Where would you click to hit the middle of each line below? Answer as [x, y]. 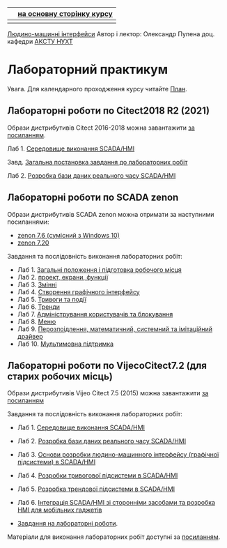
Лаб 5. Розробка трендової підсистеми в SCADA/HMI [96, 489]
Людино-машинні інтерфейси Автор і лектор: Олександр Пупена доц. [111, 34]
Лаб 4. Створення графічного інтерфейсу [79, 291]
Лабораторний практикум [88, 70]
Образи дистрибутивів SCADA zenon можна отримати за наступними [111, 214]
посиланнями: [29, 222]
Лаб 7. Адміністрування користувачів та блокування [95, 314]
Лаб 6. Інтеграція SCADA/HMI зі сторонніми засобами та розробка [116, 503]
